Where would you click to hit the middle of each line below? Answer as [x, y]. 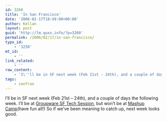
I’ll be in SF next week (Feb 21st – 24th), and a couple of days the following [82, 98]
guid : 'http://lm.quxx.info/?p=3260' [44, 33]
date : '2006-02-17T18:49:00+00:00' [42, 19]
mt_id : [12, 51]
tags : [11, 79]
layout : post [19, 28]
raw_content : [19, 70]
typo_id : [14, 42]
